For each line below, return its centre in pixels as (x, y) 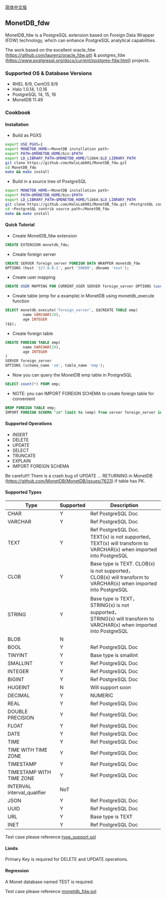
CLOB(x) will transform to (120, 577)
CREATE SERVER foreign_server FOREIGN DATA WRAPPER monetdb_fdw (73, 263)
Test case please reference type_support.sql (51, 837)
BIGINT (16, 679)
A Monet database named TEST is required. (49, 882)
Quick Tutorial (20, 225)
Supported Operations (29, 424)
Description (124, 505)
